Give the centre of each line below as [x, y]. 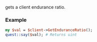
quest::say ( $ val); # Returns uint [41, 35]
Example [16, 20]
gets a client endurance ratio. [35, 7]
